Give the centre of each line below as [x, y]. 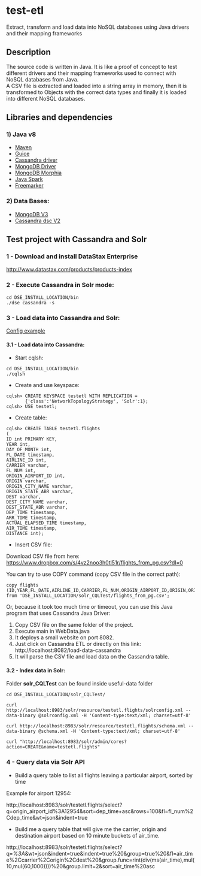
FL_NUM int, [21, 471]
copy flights [22, 585]
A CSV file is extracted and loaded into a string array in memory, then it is [97, 86]
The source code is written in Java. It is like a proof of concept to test [92, 67]
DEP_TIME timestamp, [32, 513]
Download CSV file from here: [43, 556]
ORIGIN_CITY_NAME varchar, [40, 487]
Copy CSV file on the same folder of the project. [74, 625]
